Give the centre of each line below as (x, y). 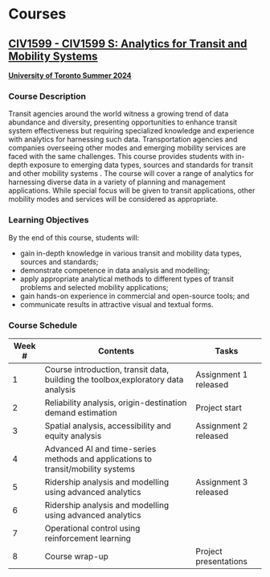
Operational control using (92, 528)
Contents (116, 350)
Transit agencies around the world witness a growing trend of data (119, 114)
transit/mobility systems (90, 469)
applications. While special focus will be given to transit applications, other (132, 190)
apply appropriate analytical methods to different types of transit (127, 279)
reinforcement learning (88, 538)
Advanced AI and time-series (100, 448)
